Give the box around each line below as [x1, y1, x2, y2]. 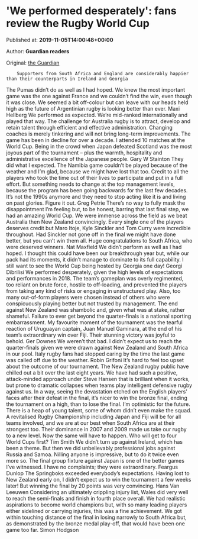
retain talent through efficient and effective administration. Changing [6, 124, 173, 131]
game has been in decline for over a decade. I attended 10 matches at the [6, 136, 186, 143]
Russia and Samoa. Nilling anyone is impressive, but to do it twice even [6, 451, 179, 458]
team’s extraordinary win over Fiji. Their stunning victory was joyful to [6, 331, 176, 338]
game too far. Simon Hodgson [6, 526, 79, 533]
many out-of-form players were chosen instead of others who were [6, 293, 170, 301]
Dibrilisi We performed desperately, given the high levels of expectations [6, 268, 183, 276]
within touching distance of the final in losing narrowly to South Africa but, [6, 514, 187, 521]
